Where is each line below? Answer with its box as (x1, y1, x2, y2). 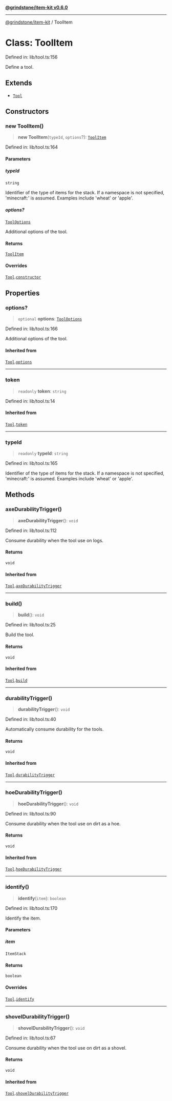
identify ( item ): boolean (17, 895, 67, 901)
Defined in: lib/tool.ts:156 (5, 54, 58, 60)
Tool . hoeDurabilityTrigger (5, 866, 62, 872)
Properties (5, 289, 40, 297)
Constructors (5, 107, 49, 116)
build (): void (17, 612, 45, 618)
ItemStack (5, 951, 27, 956)
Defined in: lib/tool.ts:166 (5, 325, 58, 332)
